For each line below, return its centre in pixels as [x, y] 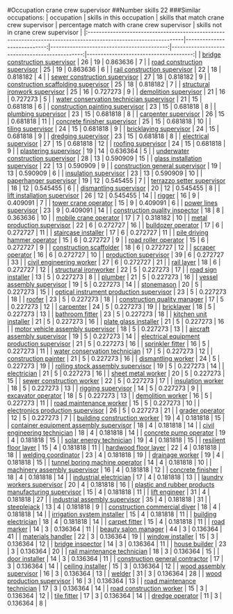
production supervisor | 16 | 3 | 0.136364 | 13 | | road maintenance [102, 581]
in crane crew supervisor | [45, 32]
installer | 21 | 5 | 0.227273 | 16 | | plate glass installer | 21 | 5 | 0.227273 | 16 [116, 321]
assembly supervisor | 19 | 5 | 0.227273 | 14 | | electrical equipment [104, 336]
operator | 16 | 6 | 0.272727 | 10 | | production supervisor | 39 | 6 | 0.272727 [116, 255]
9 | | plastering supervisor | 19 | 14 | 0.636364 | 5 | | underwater [98, 151]
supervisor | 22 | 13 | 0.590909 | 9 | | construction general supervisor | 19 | [114, 166]
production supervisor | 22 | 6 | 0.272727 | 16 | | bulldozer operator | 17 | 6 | [115, 225]
